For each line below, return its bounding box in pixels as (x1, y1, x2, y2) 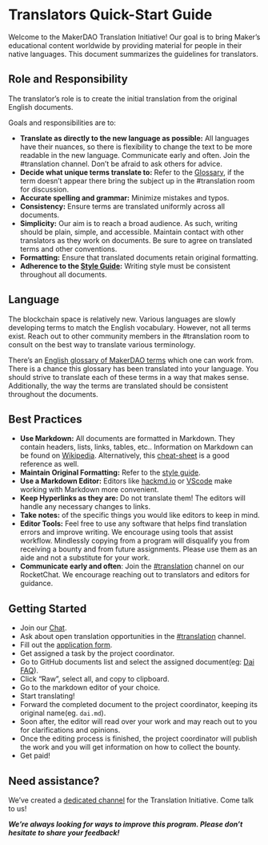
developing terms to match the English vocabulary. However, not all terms (8, 322, 251, 332)
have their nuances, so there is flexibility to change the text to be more (19, 142, 253, 152)
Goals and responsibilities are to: (8, 118, 116, 127)
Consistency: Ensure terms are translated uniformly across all (19, 201, 226, 211)
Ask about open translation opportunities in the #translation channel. (19, 632, 246, 641)
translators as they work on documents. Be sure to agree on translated (19, 235, 253, 245)
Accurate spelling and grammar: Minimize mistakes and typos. (19, 192, 230, 202)
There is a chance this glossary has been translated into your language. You (8, 363, 258, 374)
